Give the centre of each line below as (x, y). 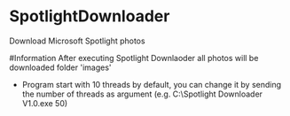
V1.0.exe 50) (45, 103)
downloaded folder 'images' (61, 67)
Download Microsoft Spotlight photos (77, 41)
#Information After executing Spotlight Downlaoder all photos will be (134, 58)
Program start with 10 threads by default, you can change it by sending (152, 84)
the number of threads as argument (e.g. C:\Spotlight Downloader (142, 94)
